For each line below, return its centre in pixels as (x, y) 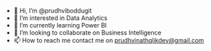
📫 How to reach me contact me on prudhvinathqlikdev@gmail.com (109, 40)
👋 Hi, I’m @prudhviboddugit (53, 11)
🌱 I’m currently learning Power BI (60, 25)
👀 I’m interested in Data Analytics (60, 18)
